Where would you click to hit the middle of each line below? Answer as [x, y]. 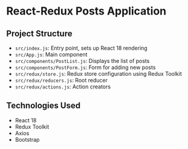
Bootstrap [27, 139]
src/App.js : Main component [51, 55]
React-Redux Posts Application [86, 11]
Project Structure [39, 34]
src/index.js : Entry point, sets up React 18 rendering [81, 48]
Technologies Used [43, 106]
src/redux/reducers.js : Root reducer [61, 80]
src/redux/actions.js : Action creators [63, 87]
